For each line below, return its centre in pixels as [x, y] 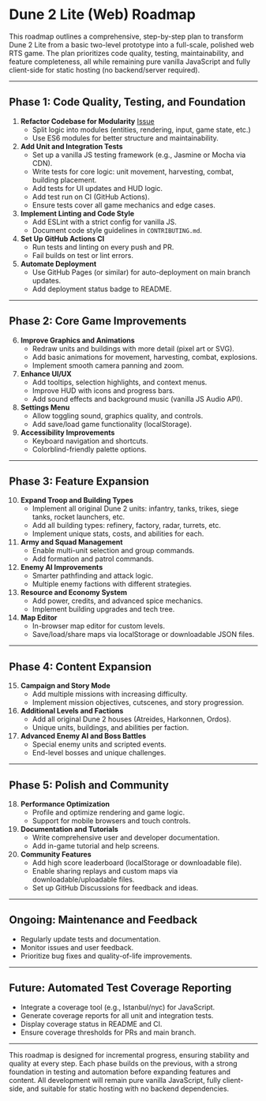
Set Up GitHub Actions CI [62, 238]
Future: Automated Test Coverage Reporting [120, 988]
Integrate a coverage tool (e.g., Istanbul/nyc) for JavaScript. [118, 1007]
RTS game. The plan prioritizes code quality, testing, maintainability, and [126, 53]
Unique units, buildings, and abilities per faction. [111, 728]
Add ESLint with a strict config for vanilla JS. [104, 222]
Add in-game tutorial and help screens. [96, 846]
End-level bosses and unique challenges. [99, 753]
